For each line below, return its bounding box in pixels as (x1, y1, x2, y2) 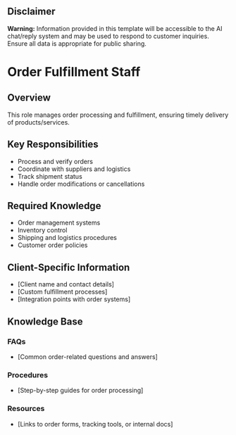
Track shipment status (17, 172, 82, 180)
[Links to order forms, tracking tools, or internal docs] (17, 420, 173, 428)
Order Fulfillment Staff (7, 64, 141, 80)
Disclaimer (7, 6, 56, 18)
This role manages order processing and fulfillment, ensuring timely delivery (7, 111, 229, 119)
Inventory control (17, 226, 68, 234)
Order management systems (17, 218, 101, 227)
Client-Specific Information (7, 261, 130, 273)
